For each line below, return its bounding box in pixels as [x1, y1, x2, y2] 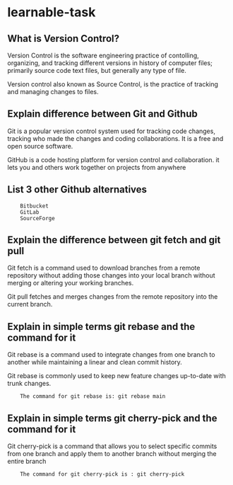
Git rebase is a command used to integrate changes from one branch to [7, 350, 215, 359]
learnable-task [7, 4, 96, 21]
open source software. [7, 142, 73, 150]
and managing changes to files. [7, 88, 99, 96]
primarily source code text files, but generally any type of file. [7, 67, 187, 74]
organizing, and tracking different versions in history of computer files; [7, 59, 213, 67]
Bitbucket [20, 202, 49, 210]
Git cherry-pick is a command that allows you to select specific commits [7, 442, 217, 450]
